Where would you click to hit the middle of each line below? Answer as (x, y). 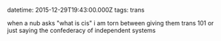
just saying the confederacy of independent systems (81, 30)
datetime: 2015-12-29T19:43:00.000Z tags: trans (76, 10)
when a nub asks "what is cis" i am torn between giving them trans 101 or (110, 23)
